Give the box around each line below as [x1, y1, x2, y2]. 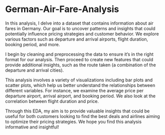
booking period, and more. [5, 41, 60, 47]
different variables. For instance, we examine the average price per [5, 87, 144, 93]
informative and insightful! [5, 124, 59, 130]
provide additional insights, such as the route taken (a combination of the [5, 62, 156, 68]
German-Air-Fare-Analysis [5, 4, 119, 15]
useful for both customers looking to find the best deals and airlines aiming [5, 113, 160, 119]
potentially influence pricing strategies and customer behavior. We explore [5, 31, 159, 37]
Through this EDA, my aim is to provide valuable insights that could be [5, 108, 150, 114]
